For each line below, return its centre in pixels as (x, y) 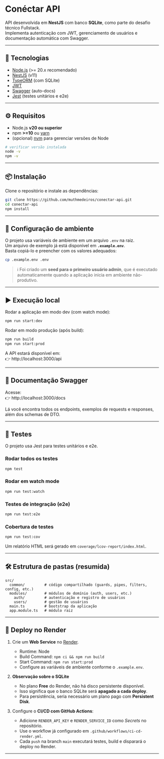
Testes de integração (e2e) (38, 504)
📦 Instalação (26, 176)
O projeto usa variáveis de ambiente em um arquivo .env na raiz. (70, 240)
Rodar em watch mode (32, 482)
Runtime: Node (34, 651)
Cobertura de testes (29, 527)
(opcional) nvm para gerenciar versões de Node (60, 138)
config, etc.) (20, 589)
